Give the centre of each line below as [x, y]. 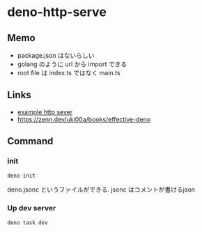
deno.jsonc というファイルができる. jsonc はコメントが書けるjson [101, 190]
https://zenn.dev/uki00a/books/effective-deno [84, 119]
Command [30, 141]
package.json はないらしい [56, 55]
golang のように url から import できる [72, 64]
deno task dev [28, 223]
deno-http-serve [57, 12]
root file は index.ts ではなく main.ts [69, 73]
